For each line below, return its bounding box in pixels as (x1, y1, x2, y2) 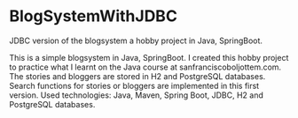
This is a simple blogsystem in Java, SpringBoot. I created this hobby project (9, 52, 289, 63)
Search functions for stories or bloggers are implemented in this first (9, 80, 260, 91)
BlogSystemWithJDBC (9, 6, 177, 26)
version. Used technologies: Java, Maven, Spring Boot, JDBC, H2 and (9, 90, 264, 100)
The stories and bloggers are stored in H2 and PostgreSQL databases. (9, 70, 266, 81)
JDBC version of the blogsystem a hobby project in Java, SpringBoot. (9, 35, 263, 46)
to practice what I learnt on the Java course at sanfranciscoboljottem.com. (9, 62, 282, 72)
